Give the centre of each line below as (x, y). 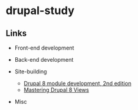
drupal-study (40, 11)
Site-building (31, 71)
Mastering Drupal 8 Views (56, 90)
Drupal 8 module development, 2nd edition (78, 83)
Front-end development (44, 48)
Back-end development (44, 60)
